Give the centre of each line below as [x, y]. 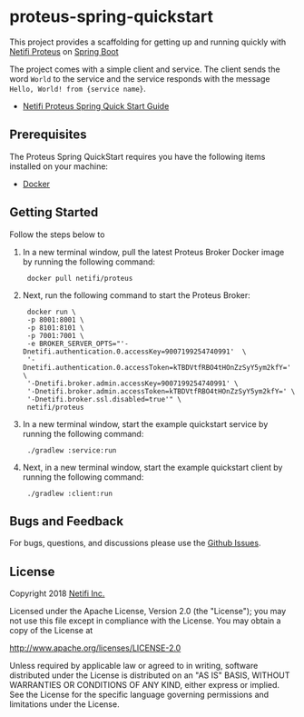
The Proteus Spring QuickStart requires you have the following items [137, 156]
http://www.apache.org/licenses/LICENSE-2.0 [95, 648]
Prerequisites [48, 135]
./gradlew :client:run [70, 493]
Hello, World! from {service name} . [78, 88]
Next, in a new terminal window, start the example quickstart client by [152, 467]
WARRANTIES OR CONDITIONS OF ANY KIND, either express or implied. [144, 685]
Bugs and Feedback [67, 521]
